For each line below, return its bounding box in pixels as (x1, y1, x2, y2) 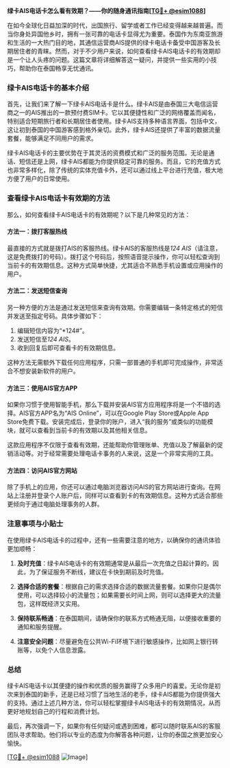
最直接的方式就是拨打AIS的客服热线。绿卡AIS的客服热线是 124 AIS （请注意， (7, 244, 222, 252)
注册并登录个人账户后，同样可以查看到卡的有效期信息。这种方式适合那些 (18, 491, 223, 500)
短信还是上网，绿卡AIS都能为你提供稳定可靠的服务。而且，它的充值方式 (18, 157, 221, 166)
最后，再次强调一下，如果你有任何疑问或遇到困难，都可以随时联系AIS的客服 (7, 722, 221, 730)
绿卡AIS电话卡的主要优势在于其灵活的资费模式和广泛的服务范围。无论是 (7, 149, 209, 157)
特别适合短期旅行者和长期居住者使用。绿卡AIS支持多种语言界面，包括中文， (7, 117, 221, 126)
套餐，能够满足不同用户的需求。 (7, 134, 97, 143)
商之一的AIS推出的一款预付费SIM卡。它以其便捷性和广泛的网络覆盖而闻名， (7, 109, 220, 117)
